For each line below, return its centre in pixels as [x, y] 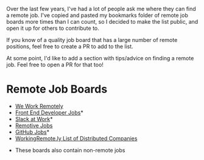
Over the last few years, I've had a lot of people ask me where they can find [101, 9]
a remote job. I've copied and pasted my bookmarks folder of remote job [97, 15]
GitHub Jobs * [32, 132]
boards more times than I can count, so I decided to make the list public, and [102, 22]
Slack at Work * [34, 119]
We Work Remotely [39, 106]
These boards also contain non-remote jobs [70, 150]
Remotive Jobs [34, 125]
